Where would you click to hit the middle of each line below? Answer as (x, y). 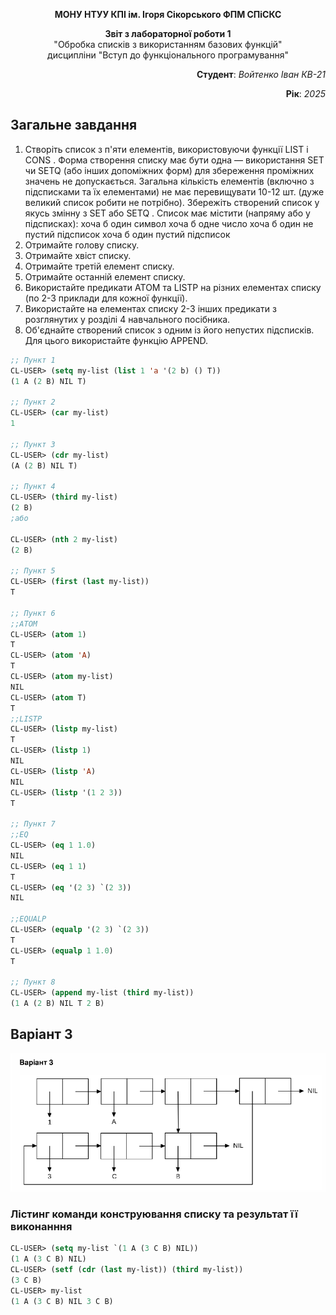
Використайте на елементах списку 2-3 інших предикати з (150, 308)
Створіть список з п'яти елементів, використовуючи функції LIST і (166, 149)
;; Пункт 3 (33, 444)
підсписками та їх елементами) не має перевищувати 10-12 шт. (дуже (174, 191)
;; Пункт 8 (33, 982)
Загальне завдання (74, 125)
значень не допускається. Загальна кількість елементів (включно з (169, 181)
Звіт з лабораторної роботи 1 (168, 33)
